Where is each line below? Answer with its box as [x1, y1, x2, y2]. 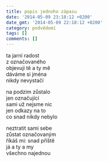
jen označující [6, 95, 40, 102]
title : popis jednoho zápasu [6, 8, 77, 15]
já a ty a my [6, 143, 34, 150]
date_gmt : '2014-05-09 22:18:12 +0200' [6, 19, 103, 25]
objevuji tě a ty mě [6, 65, 51, 71]
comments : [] [6, 36, 38, 42]
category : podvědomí [6, 25, 57, 31]
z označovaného [6, 58, 46, 65]
